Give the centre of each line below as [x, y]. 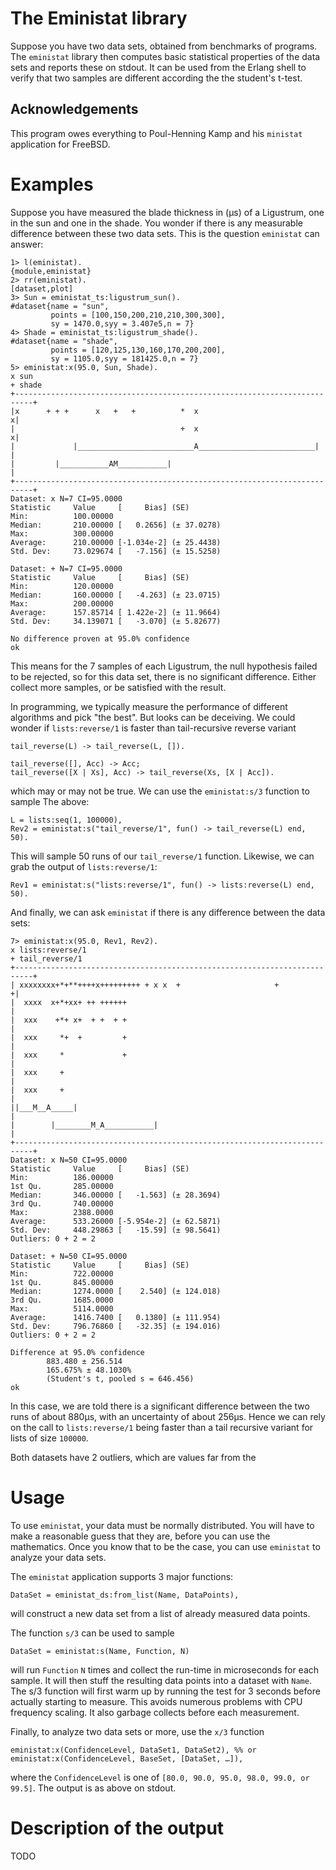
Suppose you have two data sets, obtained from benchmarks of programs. [164, 46]
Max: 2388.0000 [62, 1212]
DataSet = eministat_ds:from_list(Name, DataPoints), [125, 1595]
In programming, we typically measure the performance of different [149, 706]
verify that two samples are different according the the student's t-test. [156, 78]
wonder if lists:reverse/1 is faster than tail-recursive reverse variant [153, 728]
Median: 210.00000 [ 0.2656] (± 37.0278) [116, 525]
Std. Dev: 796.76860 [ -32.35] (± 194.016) [116, 1326]
